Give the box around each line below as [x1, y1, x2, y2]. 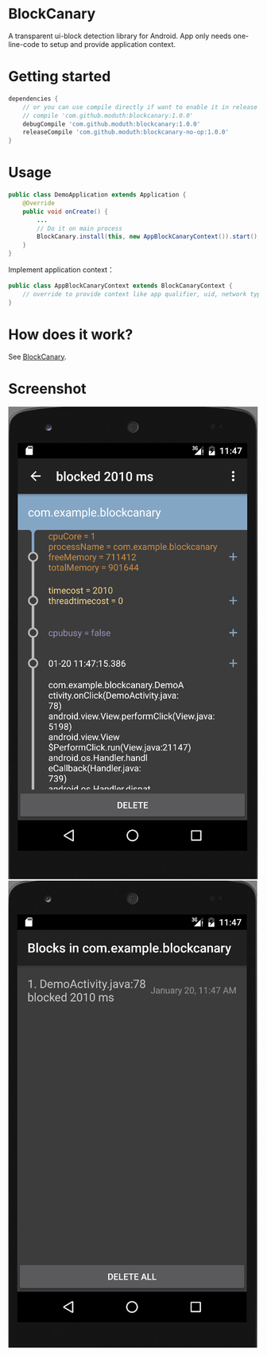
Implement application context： [8, 265, 115, 275]
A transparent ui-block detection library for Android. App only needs [8, 31, 232, 41]
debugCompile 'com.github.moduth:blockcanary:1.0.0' [22, 120, 201, 128]
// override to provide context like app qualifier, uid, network [22, 290, 247, 298]
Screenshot [8, 380, 87, 398]
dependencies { [8, 95, 59, 103]
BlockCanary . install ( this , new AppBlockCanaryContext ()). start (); [37, 232, 261, 241]
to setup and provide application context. [41, 39, 176, 49]
